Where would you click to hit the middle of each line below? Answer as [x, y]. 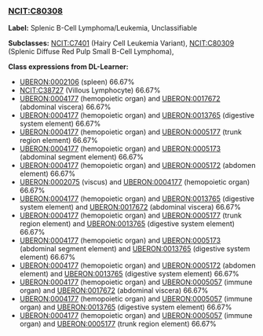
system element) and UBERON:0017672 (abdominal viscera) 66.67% [130, 207]
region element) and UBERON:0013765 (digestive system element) [127, 224]
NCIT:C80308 [35, 11]
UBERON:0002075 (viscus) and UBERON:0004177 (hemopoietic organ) [135, 182]
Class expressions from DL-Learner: [68, 67]
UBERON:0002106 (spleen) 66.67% [77, 82]
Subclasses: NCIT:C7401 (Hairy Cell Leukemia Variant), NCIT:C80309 [121, 43]
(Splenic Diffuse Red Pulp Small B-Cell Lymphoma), [91, 52]
